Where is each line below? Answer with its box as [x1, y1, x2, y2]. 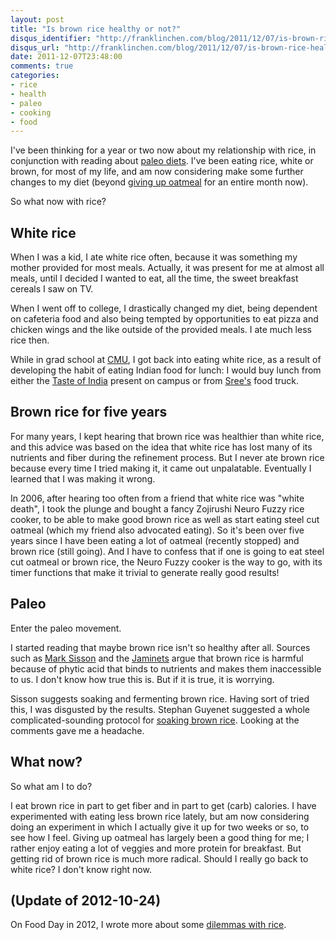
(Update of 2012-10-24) [10, 892, 162, 909]
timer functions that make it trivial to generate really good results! [10, 566, 280, 578]
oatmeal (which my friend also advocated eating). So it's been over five [10, 524, 305, 536]
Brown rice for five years [10, 404, 168, 421]
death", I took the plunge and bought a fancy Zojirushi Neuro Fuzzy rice [10, 502, 305, 515]
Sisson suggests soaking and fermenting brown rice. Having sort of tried [10, 692, 310, 705]
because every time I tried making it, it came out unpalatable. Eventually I [10, 462, 312, 474]
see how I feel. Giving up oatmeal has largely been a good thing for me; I [10, 831, 310, 843]
